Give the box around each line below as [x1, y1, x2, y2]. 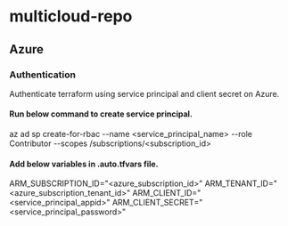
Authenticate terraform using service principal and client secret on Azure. [9, 88, 280, 99]
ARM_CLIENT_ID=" [132, 188, 202, 198]
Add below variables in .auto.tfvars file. [9, 158, 159, 169]
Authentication [9, 69, 76, 81]
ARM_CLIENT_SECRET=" [111, 198, 203, 208]
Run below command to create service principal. [9, 109, 193, 119]
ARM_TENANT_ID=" [204, 178, 278, 189]
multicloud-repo [9, 6, 133, 27]
